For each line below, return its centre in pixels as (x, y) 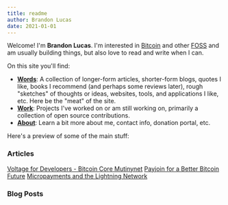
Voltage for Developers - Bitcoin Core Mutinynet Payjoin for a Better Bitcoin (113, 169)
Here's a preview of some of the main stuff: (68, 136)
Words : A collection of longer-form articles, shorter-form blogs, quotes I (119, 79)
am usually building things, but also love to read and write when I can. (105, 53)
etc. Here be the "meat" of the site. (66, 101)
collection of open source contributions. (73, 115)
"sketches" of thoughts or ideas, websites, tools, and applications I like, (118, 94)
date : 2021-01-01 (32, 26)
